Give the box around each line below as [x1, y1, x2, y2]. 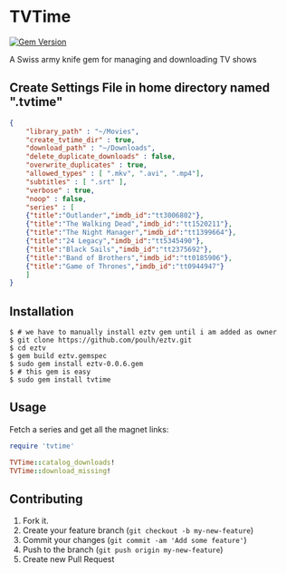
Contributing [9, 491, 83, 507]
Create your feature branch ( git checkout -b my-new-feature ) [22, 525, 254, 536]
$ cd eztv [9, 344, 47, 353]
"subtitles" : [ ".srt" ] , [25, 177, 128, 187]
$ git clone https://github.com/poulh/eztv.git [9, 335, 193, 345]
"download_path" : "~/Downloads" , [25, 143, 156, 153]
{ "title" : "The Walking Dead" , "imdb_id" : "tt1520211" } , [25, 219, 233, 228]
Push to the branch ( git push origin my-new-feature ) [22, 544, 224, 555]
